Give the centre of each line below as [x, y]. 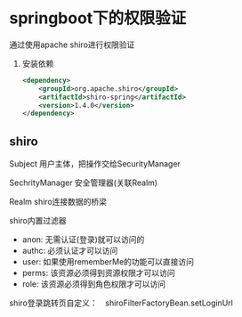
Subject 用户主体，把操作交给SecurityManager [95, 164]
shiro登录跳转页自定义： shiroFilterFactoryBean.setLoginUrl [121, 303]
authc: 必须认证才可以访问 [70, 251]
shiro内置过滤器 [38, 221]
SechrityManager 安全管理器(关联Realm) [84, 183]
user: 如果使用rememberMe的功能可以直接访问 [108, 262]
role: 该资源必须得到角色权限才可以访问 [94, 284]
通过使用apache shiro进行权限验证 [72, 45]
